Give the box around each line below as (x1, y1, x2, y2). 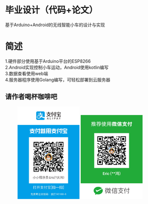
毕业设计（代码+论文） (5, 4, 98, 16)
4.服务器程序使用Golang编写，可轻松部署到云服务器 (5, 77, 110, 82)
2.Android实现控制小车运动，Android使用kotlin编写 (5, 64, 109, 70)
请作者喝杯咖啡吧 (5, 92, 57, 101)
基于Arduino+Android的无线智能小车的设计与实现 (5, 22, 105, 28)
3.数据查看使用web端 (5, 70, 49, 77)
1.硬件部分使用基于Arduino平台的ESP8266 (5, 58, 91, 64)
